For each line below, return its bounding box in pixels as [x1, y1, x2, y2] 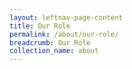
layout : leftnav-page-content [9, 13, 124, 22]
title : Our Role [9, 22, 71, 30]
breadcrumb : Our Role [9, 38, 91, 47]
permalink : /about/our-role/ [9, 30, 119, 39]
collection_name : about [9, 47, 99, 56]
